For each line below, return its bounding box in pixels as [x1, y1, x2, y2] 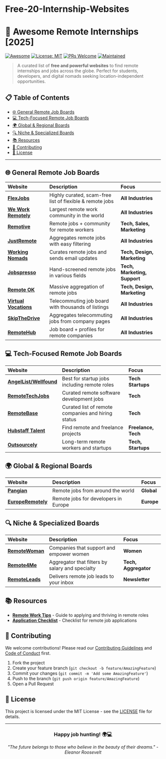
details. [5, 713, 20, 719]
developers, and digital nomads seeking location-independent [17, 73, 144, 79]
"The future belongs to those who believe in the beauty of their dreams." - [7, 744, 159, 750]
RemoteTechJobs [7, 392, 49, 399]
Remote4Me [7, 562, 37, 569]
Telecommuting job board [49, 297, 109, 304]
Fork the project [12, 659, 45, 665]
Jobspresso [7, 269, 36, 276]
